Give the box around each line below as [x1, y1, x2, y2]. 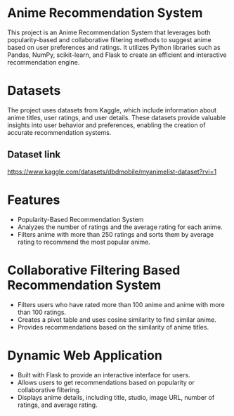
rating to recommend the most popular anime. [17, 238, 151, 246]
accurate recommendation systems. [7, 128, 112, 136]
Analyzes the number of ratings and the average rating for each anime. [17, 223, 223, 231]
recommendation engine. [7, 58, 80, 66]
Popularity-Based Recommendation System [17, 215, 144, 223]
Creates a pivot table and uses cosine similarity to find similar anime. [17, 315, 216, 324]
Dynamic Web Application [7, 347, 163, 363]
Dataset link [7, 149, 61, 161]
